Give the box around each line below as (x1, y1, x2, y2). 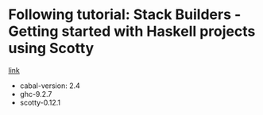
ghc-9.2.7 (19, 89, 52, 98)
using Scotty (8, 40, 95, 57)
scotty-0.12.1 (19, 98, 61, 107)
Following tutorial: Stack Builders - (8, 6, 242, 24)
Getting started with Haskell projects (8, 22, 256, 40)
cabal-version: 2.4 (19, 81, 81, 90)
